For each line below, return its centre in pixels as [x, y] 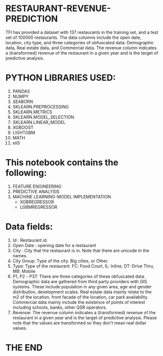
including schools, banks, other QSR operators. [60, 307]
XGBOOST [23, 127]
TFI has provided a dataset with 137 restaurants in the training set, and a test [82, 32]
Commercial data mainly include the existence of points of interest [79, 302]
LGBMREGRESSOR [39, 207]
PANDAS [21, 91]
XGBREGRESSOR [37, 202]
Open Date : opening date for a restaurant [54, 245]
